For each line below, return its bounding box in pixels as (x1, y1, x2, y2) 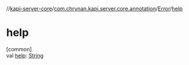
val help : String (6, 52, 44, 59)
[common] (6, 45, 32, 52)
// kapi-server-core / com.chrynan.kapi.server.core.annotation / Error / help (6, 5, 183, 12)
